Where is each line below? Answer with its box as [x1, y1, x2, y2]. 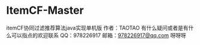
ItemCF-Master [6, 4, 84, 17]
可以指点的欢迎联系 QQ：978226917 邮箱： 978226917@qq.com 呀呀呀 [11, 31, 187, 39]
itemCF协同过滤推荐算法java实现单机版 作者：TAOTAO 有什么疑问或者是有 [6, 24, 189, 31]
